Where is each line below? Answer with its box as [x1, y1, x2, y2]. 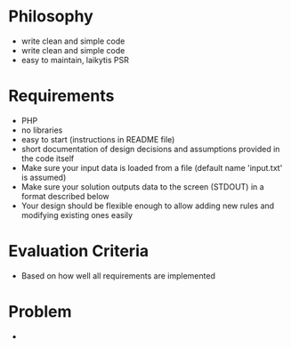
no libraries [20, 125, 63, 135]
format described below [20, 190, 109, 201]
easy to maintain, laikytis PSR [20, 54, 130, 65]
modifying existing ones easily [20, 209, 133, 220]
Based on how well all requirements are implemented [20, 270, 215, 281]
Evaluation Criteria [8, 241, 149, 262]
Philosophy [8, 6, 94, 27]
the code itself [20, 153, 75, 164]
